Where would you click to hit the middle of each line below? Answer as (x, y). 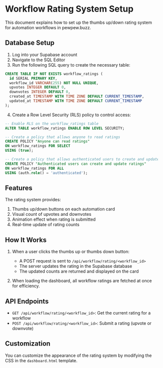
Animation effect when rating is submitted (54, 219)
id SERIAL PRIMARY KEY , (33, 78)
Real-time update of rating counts (46, 225)
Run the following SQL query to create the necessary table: (71, 65)
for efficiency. (26, 286)
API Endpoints (27, 301)
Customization (28, 344)
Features (19, 188)
